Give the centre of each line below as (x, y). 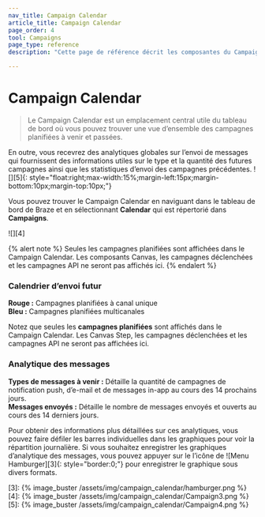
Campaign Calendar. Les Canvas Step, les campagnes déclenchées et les (128, 335)
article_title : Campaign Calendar (65, 23)
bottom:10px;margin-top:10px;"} (60, 186)
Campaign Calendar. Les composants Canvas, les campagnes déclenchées (131, 257)
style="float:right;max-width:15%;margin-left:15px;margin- (124, 177)
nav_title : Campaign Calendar (58, 15)
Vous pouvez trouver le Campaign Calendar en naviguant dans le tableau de (132, 201)
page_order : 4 (32, 30)
